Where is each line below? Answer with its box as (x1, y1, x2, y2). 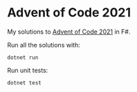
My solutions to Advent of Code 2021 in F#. (7, 27, 131, 36)
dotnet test (7, 79, 42, 87)
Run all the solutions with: (7, 41, 81, 49)
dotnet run (7, 54, 39, 61)
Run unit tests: (7, 66, 48, 74)
